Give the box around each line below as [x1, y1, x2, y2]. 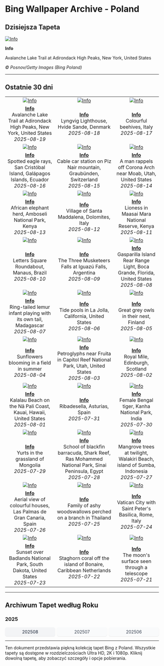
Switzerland [70, 176, 98, 183]
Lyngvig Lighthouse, [61, 117, 107, 124]
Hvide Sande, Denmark [58, 123, 111, 130]
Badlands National [9, 555, 51, 562]
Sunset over [16, 548, 44, 555]
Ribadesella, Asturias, [59, 403, 109, 410]
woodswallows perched [57, 508, 111, 515]
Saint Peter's [122, 505, 151, 512]
